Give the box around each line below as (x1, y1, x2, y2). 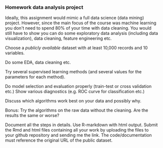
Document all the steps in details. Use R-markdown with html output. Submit (5, 122, 158, 128)
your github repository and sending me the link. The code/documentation (5, 132, 152, 138)
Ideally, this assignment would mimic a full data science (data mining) (5, 15, 145, 21)
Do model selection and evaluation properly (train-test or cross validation (5, 83, 152, 89)
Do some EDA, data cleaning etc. (5, 60, 71, 66)
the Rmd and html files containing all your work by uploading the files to (5, 127, 149, 133)
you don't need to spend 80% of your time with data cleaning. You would (5, 25, 152, 31)
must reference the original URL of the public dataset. (5, 137, 113, 143)
